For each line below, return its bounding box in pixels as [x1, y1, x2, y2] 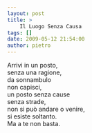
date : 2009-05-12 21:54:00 [7, 36, 85, 43]
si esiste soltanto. [7, 112, 57, 121]
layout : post [7, 10, 45, 17]
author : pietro [7, 42, 51, 49]
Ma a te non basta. [7, 120, 61, 127]
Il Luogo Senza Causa [19, 23, 82, 30]
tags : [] [7, 29, 33, 37]
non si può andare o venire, [7, 105, 85, 113]
